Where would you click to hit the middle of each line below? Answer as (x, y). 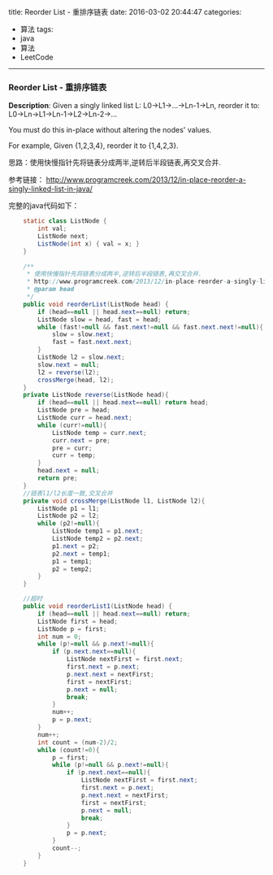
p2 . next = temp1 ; (81, 554)
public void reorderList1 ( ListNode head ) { (98, 607)
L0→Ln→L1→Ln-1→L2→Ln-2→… (63, 114)
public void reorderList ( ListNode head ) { (96, 304)
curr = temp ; (74, 455)
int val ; (52, 229)
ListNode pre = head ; (74, 410)
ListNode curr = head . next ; (85, 418)
